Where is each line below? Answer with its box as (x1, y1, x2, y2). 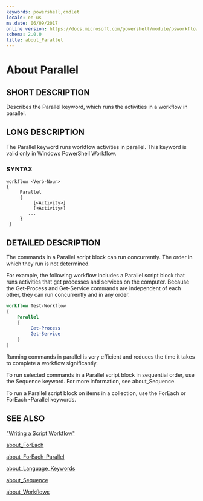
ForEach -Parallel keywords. (6, 396, 77, 403)
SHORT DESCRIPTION (6, 87, 91, 98)
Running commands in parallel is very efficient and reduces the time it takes (6, 353, 195, 360)
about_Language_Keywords (6, 465, 76, 472)
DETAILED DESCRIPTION (6, 237, 101, 248)
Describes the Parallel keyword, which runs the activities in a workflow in (6, 104, 188, 110)
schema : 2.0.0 (6, 32, 42, 38)
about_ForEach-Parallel (6, 453, 65, 460)
